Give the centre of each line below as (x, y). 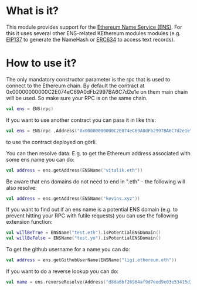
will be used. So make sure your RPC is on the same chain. (77, 98)
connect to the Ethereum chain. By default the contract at (75, 86)
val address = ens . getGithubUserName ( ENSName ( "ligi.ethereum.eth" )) (91, 260)
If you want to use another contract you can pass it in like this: (81, 120)
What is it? (33, 11)
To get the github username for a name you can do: (68, 250)
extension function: (29, 222)
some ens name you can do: (40, 159)
